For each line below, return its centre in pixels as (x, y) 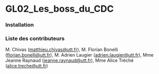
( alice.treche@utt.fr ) (27, 66)
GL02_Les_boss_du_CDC (59, 9)
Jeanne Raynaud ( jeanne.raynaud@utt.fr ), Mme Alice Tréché (69, 60)
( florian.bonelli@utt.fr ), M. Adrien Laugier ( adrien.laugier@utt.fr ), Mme (79, 55)
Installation (20, 25)
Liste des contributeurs (35, 39)
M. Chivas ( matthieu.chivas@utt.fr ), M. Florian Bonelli (62, 50)
